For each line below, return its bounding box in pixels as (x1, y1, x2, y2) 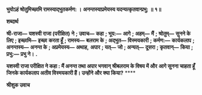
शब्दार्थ (6, 18, 19, 25)
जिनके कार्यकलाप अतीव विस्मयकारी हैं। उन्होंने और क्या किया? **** (6, 70, 136, 76)
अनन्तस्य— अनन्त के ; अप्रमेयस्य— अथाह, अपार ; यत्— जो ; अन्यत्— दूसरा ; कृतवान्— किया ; (6, 44, 193, 51)
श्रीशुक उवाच (6, 82, 30, 88)
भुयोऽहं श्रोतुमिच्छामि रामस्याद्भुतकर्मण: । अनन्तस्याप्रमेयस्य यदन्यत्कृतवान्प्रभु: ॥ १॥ (6, 6, 161, 13)
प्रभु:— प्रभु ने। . (6, 50, 38, 57)
